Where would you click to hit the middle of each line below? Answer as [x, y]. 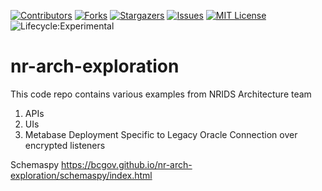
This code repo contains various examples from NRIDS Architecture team [161, 94]
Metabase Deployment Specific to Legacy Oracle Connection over [161, 134]
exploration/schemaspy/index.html [81, 175]
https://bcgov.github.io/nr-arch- [127, 164]
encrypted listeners [65, 145]
